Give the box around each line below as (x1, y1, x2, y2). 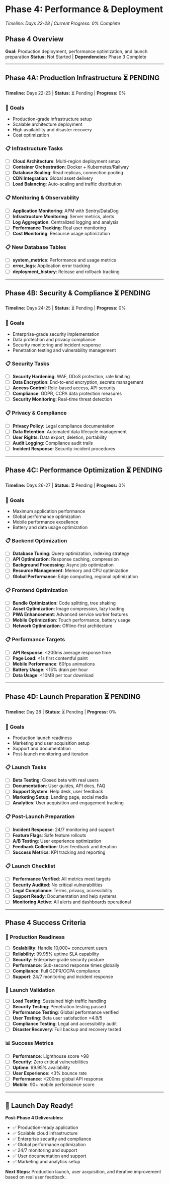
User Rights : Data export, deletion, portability (12, 434, 107, 440)
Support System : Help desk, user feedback (12, 789, 104, 795)
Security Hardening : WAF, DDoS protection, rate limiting (12, 373, 130, 379)
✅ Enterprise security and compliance (12, 1136, 92, 1142)
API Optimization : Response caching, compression (12, 556, 119, 562)
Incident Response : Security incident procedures (12, 445, 116, 451)
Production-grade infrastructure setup (12, 116, 92, 122)
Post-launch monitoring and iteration (12, 751, 89, 757)
